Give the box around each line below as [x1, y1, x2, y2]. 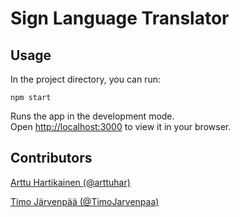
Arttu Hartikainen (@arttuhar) [10, 176, 131, 188]
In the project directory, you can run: [10, 73, 161, 85]
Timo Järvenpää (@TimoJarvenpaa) [10, 195, 160, 207]
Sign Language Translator [10, 7, 230, 30]
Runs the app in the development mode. [10, 110, 175, 122]
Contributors [10, 150, 93, 167]
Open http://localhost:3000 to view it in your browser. [10, 121, 232, 132]
